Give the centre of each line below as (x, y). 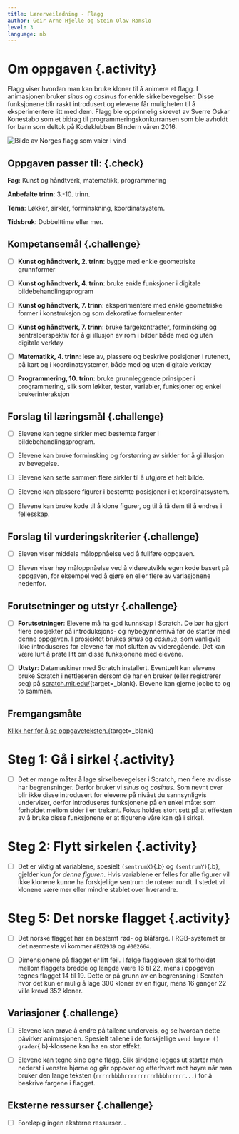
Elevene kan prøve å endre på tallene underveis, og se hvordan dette (119, 1030)
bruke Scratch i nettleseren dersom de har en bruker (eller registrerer (119, 676)
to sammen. (35, 691)
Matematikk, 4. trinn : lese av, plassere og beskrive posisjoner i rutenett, (124, 357)
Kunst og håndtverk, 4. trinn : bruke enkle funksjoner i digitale (109, 283)
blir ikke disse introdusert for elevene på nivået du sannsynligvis (112, 795)
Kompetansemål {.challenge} (74, 244)
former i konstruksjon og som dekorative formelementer (100, 313)
